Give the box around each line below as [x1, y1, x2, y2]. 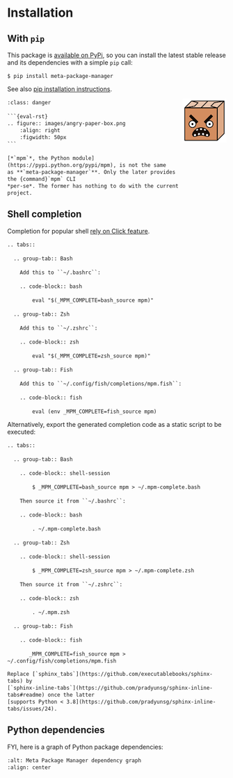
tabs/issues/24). [7, 705, 58, 712]
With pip [7, 33, 45, 44]
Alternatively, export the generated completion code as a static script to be [7, 420, 222, 428]
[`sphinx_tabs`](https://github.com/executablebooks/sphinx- [32, 670, 214, 677]
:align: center [7, 763, 51, 771]
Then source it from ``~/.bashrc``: [19, 497, 127, 505]
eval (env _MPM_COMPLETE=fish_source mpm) [32, 408, 157, 415]
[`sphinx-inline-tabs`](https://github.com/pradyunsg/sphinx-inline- [7, 684, 214, 691]
